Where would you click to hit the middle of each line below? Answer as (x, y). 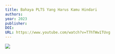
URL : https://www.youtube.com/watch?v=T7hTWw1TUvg (58, 32)
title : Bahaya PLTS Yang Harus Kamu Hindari (51, 10)
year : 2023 (16, 19)
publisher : (16, 23)
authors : (14, 14)
